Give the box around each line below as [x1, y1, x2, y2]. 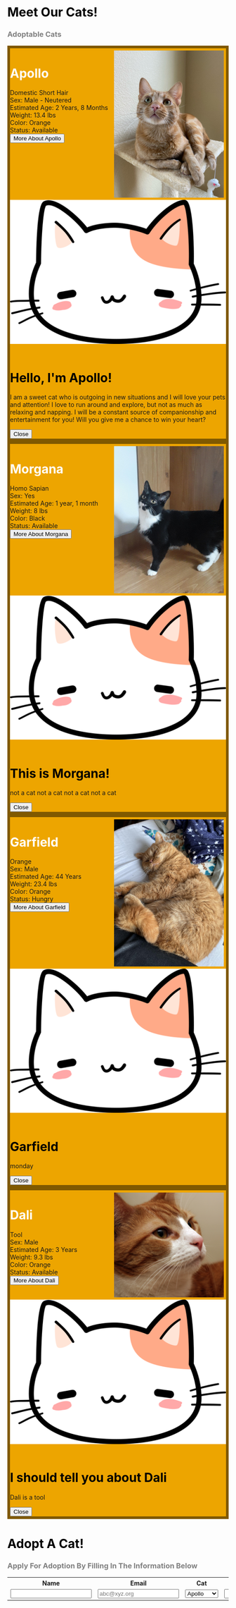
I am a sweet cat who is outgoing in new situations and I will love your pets [10, 393, 226, 402]
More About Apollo [13, 135, 62, 142]
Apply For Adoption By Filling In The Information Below [7, 1561, 198, 1571]
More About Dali [13, 1277, 55, 1284]
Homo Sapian [10, 484, 49, 493]
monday [10, 1162, 34, 1170]
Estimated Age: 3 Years [10, 1246, 78, 1254]
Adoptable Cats [7, 30, 62, 39]
